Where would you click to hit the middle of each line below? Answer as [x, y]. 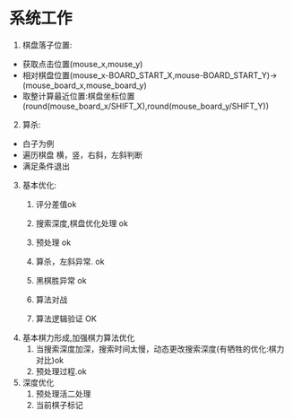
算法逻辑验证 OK [66, 319]
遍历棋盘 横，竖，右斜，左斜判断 [82, 154]
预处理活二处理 [63, 393]
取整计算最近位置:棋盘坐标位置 [78, 96]
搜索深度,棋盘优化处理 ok [82, 223]
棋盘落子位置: [47, 45]
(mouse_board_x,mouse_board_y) [85, 85]
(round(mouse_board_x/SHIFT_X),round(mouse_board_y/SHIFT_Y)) [146, 106]
